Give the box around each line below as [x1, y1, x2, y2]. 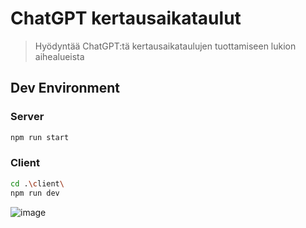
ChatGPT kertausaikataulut [10, 7, 242, 30]
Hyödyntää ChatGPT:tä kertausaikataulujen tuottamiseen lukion [34, 40, 297, 52]
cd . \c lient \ [10, 178, 65, 189]
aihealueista [34, 50, 85, 62]
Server [10, 110, 45, 124]
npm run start [10, 132, 70, 142]
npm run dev [10, 188, 60, 198]
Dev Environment [10, 80, 121, 97]
